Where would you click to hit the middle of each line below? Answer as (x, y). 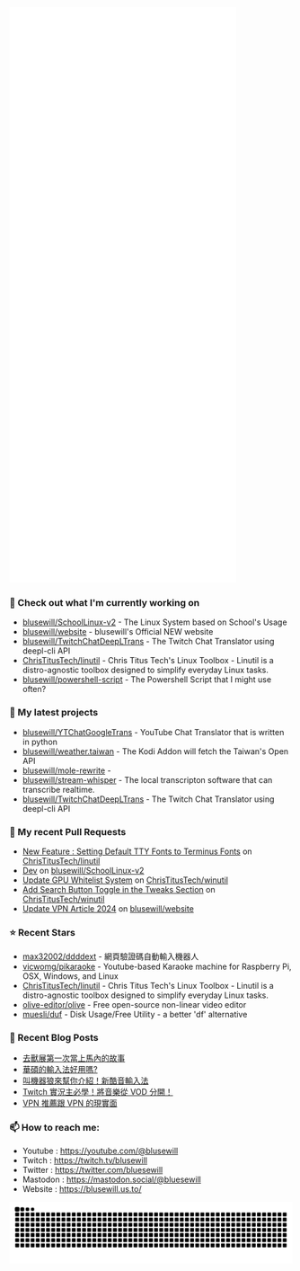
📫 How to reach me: (55, 1128)
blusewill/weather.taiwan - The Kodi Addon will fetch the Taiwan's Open (155, 751)
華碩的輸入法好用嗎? (60, 1070)
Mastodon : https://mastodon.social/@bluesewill (112, 1179)
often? (34, 689)
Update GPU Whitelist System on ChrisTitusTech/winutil (125, 880)
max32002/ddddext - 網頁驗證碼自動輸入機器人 (110, 956)
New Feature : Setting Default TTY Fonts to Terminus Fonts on (137, 851)
